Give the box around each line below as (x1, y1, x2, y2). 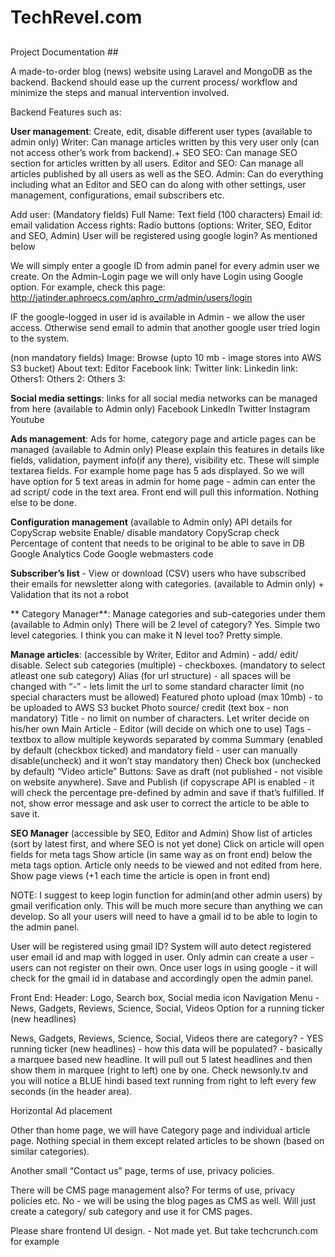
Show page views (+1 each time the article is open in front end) (10, 869, 271, 881)
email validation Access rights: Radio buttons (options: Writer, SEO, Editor (10, 219, 313, 231)
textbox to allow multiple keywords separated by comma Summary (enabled (10, 733, 323, 745)
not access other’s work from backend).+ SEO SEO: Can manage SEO (10, 146, 298, 158)
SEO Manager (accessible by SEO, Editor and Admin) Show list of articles (10, 827, 313, 839)
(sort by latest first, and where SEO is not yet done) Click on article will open (10, 837, 325, 850)
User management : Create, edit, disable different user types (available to (10, 125, 313, 137)
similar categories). (10, 1145, 90, 1157)
